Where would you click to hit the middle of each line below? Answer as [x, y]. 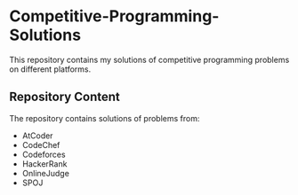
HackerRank [44, 164]
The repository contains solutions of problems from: [105, 118]
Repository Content [64, 97]
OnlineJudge [45, 173]
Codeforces [44, 154]
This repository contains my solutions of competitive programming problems [149, 59]
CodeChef [41, 144]
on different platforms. [50, 69]
